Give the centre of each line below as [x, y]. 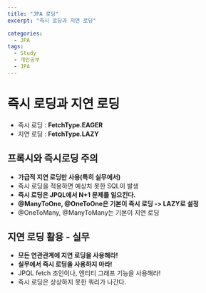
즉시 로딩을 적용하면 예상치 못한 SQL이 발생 [78, 186]
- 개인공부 [27, 60]
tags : [15, 47]
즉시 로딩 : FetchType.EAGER [60, 124]
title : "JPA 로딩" [33, 14]
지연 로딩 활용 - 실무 [49, 236]
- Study [25, 53]
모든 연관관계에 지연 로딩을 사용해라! [68, 255]
